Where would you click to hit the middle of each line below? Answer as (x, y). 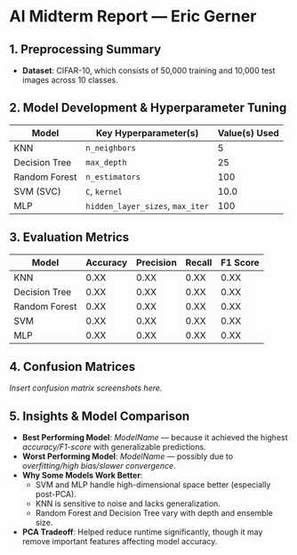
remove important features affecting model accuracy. (120, 542)
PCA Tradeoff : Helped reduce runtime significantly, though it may (142, 532)
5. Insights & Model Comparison (100, 416)
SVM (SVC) (38, 191)
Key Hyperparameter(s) (147, 133)
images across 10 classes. (70, 80)
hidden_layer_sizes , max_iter (147, 205)
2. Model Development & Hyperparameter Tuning (148, 108)
